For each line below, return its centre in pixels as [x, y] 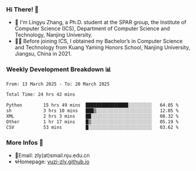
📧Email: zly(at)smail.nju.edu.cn [52, 156]
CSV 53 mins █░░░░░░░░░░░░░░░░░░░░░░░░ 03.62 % [92, 127]
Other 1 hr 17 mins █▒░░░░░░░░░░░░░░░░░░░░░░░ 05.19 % [92, 122]
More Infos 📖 [25, 143]
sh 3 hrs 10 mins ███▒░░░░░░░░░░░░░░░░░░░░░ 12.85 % [92, 111]
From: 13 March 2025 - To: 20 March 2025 [58, 84]
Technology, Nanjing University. [54, 35]
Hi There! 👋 [23, 9]
